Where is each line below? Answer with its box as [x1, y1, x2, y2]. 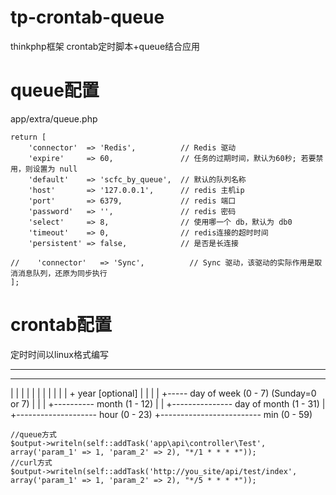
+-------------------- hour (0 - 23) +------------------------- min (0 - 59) [10, 408, 313, 420]
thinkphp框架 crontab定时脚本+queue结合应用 [10, 40, 201, 52]
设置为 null [32, 164, 78, 174]
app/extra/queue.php [10, 112, 98, 125]
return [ [10, 132, 47, 142]
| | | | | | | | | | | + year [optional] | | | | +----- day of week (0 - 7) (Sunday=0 [10, 387, 317, 399]
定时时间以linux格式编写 [10, 348, 109, 360]
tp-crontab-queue [10, 6, 165, 29]
